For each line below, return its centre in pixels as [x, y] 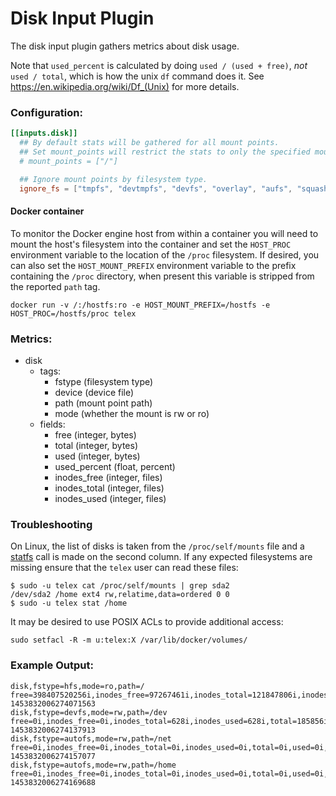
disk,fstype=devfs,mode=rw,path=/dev [89, 712]
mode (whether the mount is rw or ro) [132, 413]
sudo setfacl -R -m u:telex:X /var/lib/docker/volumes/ [129, 640]
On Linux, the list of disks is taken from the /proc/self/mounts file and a [157, 546]
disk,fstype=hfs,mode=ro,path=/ [77, 686]
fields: [52, 424]
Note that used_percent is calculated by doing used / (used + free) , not [159, 65]
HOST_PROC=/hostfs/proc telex [73, 313]
